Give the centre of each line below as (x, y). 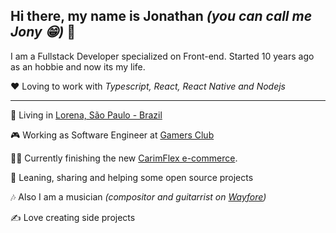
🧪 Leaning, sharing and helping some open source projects (132, 177)
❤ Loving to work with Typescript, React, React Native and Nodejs (148, 86)
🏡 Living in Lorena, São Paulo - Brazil (86, 115)
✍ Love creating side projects (73, 217)
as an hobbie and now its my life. (78, 66)
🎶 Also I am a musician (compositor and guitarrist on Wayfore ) (138, 196)
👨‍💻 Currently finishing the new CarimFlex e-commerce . (124, 158)
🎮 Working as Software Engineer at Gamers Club (112, 135)
